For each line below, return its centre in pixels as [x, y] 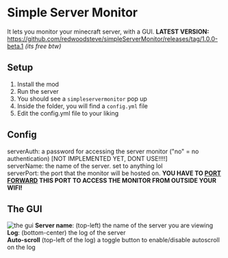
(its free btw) [43, 46]
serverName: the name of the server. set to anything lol [85, 166]
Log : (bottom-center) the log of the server [66, 233]
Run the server [38, 91]
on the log [21, 247]
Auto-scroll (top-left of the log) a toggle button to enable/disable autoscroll [114, 240]
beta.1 [15, 46]
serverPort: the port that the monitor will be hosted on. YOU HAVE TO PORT [114, 173]
